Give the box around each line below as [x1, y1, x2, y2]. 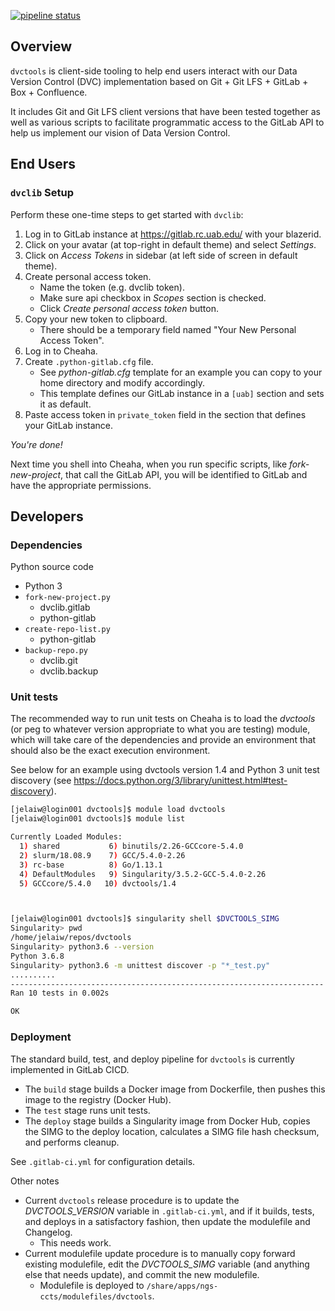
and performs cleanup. [24, 1136, 120, 1148]
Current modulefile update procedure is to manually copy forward [24, 1247, 296, 1259]
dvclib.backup [39, 665, 99, 677]
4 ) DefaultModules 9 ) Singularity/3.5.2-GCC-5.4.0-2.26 [19, 869, 267, 879]
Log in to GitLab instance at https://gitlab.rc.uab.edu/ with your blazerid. [24, 228, 322, 240]
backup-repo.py [24, 646, 89, 656]
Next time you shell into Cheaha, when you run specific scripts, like [10, 458, 288, 470]
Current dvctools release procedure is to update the [24, 1194, 240, 1206]
